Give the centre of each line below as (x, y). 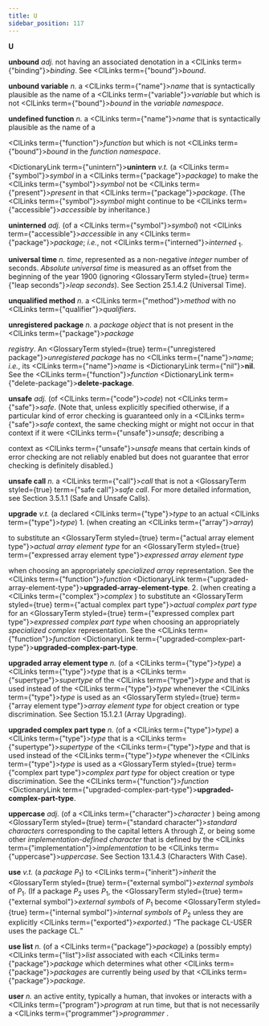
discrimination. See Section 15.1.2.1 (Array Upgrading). (98, 714)
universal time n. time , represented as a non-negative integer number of (128, 260)
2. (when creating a (224, 588)
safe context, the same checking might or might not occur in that (147, 425)
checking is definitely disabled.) (61, 466)
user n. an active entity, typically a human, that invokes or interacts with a (130, 996)
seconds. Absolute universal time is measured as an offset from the (120, 268)
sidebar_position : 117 (46, 23)
